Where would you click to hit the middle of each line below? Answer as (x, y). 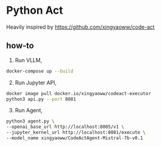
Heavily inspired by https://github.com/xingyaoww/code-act (80, 27)
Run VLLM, (28, 60)
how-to (20, 46)
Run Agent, (29, 111)
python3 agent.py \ (31, 121)
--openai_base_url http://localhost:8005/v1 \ (65, 127)
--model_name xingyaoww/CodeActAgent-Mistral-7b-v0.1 (75, 138)
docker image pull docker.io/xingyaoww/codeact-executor (79, 93)
